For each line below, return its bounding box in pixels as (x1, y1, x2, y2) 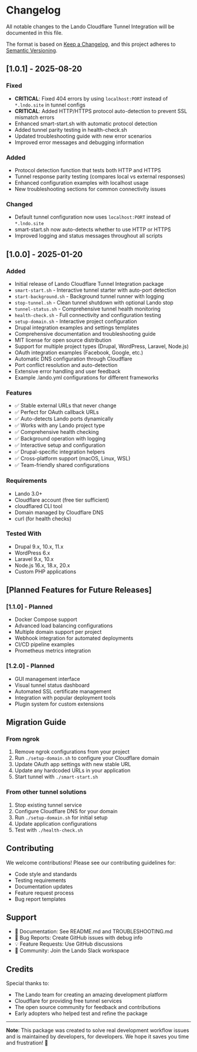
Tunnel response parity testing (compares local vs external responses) (14, 173, 186, 180)
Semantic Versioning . (6, 46, 57, 54)
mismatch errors (14, 113, 55, 121)
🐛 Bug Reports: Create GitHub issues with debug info (14, 934, 143, 941)
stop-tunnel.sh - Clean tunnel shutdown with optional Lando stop (14, 299, 174, 306)
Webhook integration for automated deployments (14, 634, 134, 642)
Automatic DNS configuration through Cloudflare (14, 355, 133, 362)
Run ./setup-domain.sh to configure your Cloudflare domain (14, 754, 159, 762)
